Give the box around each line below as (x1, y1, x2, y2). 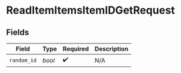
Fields (6, 27, 30, 37)
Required (62, 45, 89, 53)
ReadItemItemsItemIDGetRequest (6, 4, 175, 17)
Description (94, 45, 129, 53)
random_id (9, 57, 37, 64)
